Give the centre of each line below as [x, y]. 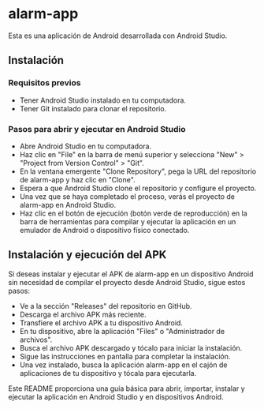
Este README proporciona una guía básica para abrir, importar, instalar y [127, 388]
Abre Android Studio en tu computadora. [86, 146]
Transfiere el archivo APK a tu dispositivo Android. [101, 323]
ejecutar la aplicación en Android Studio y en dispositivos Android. [116, 396]
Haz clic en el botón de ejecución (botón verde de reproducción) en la [134, 213]
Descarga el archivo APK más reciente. [83, 314]
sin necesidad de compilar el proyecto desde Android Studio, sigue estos [127, 282]
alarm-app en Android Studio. [68, 204]
